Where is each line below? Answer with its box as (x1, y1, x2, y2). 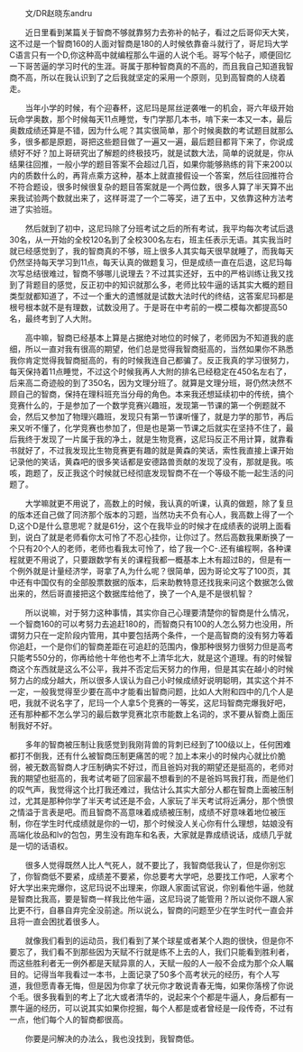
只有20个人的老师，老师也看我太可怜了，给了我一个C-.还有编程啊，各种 (16, 544, 284, 553)
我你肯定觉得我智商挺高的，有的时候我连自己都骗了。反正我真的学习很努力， (9, 355, 294, 365)
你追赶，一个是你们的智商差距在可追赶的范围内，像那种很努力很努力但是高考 (9, 641, 294, 652)
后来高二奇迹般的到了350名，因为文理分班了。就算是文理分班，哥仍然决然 (9, 378, 285, 388)
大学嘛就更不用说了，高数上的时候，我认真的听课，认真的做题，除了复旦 (24, 499, 294, 508)
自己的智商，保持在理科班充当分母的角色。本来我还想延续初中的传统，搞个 (16, 389, 294, 399)
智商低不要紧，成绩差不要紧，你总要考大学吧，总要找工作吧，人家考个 (32, 871, 294, 882)
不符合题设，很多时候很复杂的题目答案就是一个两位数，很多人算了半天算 (9, 181, 278, 192)
